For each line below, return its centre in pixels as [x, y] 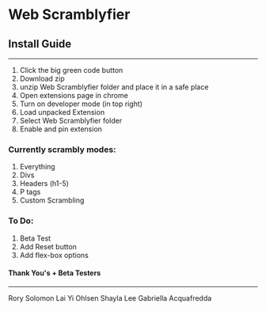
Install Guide [40, 44]
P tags [30, 192]
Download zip [42, 78]
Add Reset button [48, 246]
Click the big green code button [71, 70]
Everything [37, 167]
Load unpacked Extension [62, 112]
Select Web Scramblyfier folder [71, 121]
